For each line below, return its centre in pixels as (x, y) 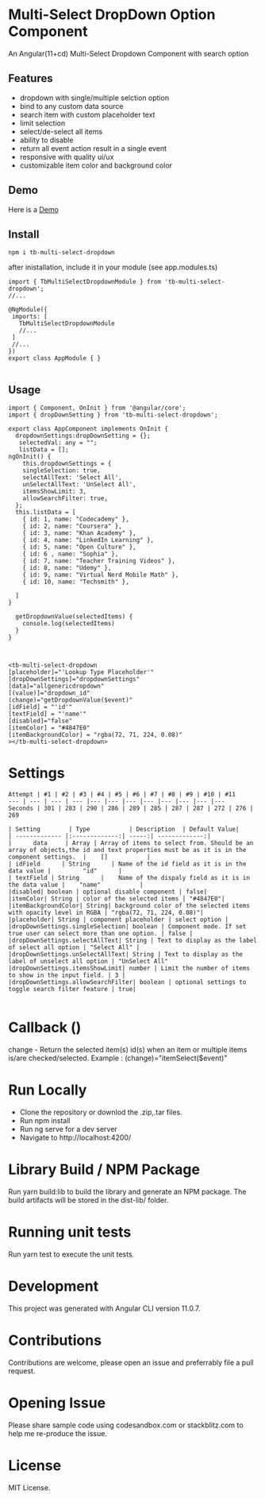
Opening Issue (57, 1402)
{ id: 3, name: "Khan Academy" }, (79, 533)
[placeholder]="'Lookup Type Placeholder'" (81, 672)
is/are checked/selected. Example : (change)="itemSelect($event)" (118, 1058)
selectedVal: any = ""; (58, 443)
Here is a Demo (34, 209)
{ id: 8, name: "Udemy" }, (67, 568)
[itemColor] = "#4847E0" (49, 728)
